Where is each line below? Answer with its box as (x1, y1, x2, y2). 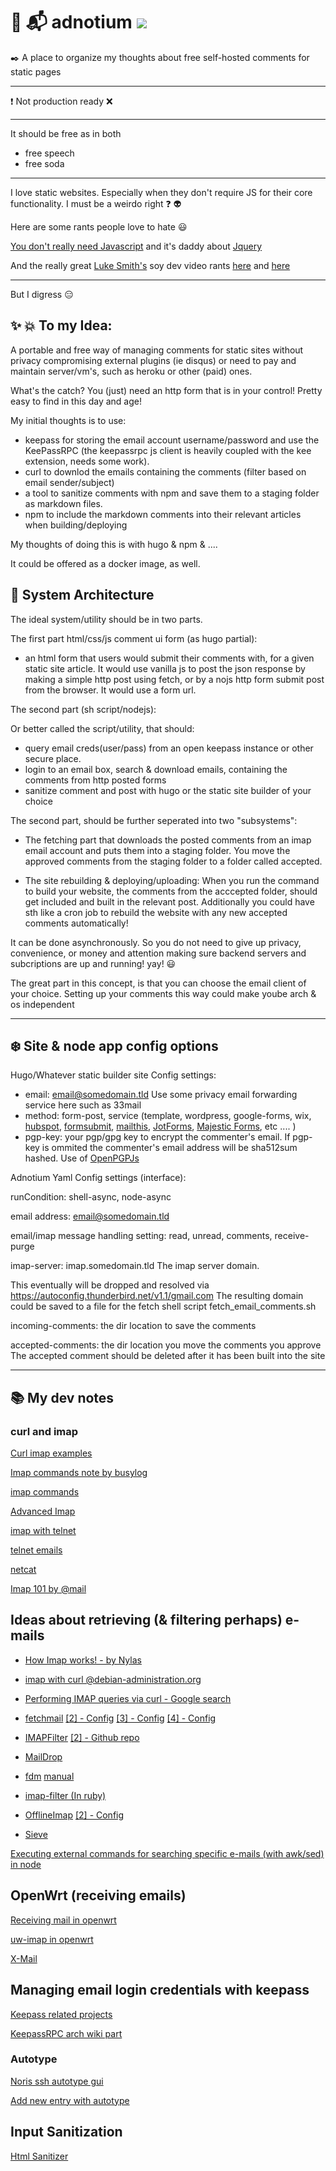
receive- (274, 1230, 310, 1242)
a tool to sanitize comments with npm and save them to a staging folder (24, 487, 320, 499)
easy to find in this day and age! (10, 395, 142, 407)
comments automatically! (24, 917, 129, 929)
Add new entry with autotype (10, 2094, 130, 2106)
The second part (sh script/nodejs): (10, 703, 157, 715)
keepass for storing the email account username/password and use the (24, 434, 320, 446)
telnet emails (10, 1544, 63, 1556)
